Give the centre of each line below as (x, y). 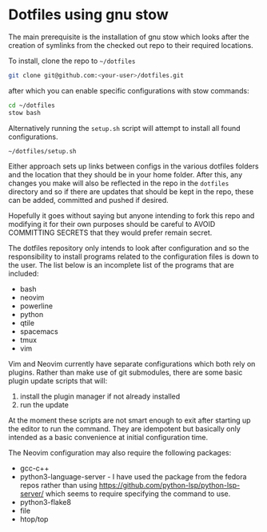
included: (24, 274)
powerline (36, 306)
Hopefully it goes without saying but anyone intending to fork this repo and (132, 216)
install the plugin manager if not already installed (100, 396)
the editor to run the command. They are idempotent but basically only (125, 429)
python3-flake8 (46, 502)
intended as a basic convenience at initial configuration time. (108, 438)
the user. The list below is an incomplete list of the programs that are (121, 265)
